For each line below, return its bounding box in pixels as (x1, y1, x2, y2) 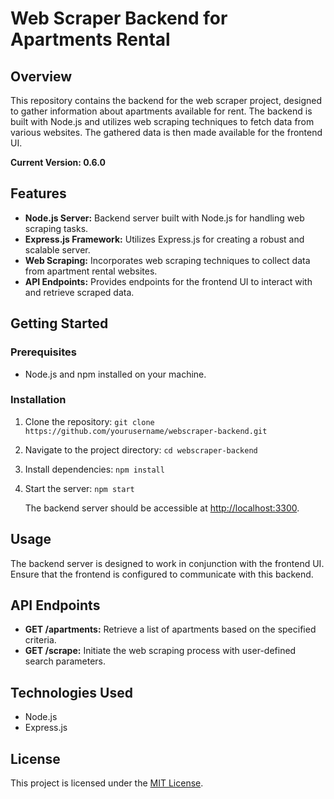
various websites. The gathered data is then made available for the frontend (10, 127, 323, 138)
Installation (10, 393, 67, 407)
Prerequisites (10, 345, 77, 359)
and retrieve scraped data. (24, 286, 135, 298)
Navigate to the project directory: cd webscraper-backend (24, 443, 258, 456)
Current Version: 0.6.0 (10, 157, 106, 168)
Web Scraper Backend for (10, 7, 228, 30)
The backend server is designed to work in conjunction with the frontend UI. (10, 557, 325, 569)
